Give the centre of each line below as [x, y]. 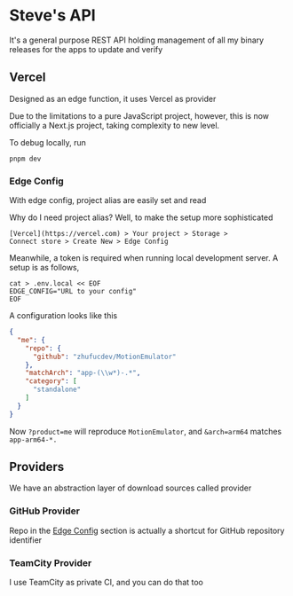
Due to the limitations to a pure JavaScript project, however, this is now [139, 115]
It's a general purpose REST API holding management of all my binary [137, 40]
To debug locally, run [48, 142]
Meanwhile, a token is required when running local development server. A [144, 258]
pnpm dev [25, 159]
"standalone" [57, 390]
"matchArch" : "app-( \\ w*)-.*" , [83, 373]
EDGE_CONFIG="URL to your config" [73, 292]
